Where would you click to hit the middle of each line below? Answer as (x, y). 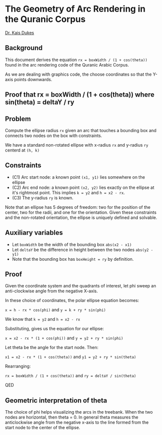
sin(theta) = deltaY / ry (40, 102)
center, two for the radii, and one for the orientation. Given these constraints (81, 212)
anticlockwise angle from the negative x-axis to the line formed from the (77, 422)
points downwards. (33, 79)
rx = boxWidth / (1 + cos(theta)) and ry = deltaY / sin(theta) (71, 376)
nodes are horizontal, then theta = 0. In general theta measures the (72, 417)
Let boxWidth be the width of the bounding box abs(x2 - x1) (72, 244)
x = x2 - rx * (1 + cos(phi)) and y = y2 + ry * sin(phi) (64, 338)
